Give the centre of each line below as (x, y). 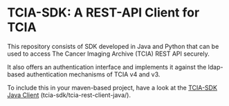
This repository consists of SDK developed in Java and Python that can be (113, 46)
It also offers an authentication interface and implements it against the (107, 67)
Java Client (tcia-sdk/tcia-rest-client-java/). (69, 95)
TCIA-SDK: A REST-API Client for (103, 13)
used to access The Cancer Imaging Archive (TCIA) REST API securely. (108, 54)
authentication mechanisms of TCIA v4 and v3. (93, 74)
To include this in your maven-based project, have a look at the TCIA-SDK (112, 87)
